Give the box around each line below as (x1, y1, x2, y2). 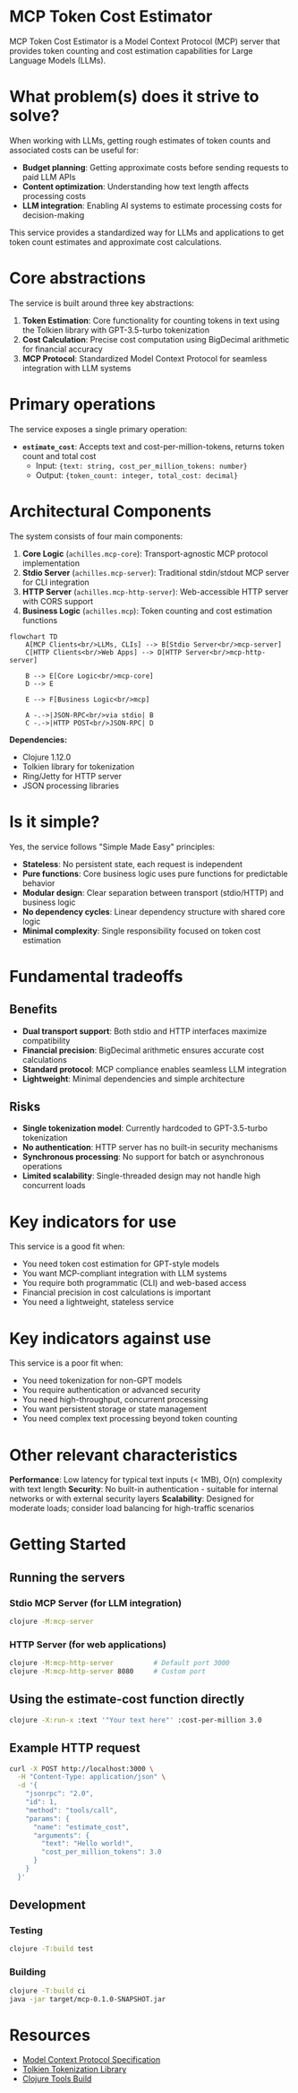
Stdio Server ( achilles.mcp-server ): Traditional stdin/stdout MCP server (21, 567, 289, 578)
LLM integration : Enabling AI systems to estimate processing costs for (21, 200, 283, 211)
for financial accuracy (21, 343, 103, 354)
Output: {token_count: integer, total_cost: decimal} (35, 469, 239, 481)
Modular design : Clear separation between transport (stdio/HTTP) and (21, 887, 285, 898)
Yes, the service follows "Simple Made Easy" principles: (9, 841, 216, 852)
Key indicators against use (9, 1328, 212, 1349)
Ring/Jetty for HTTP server (21, 770, 123, 781)
